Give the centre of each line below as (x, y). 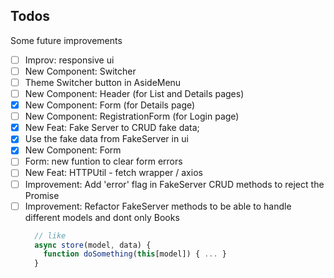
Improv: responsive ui (69, 60)
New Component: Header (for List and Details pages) (134, 93)
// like (50, 235)
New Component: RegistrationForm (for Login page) (132, 116)
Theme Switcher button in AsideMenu (103, 82)
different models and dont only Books (102, 217)
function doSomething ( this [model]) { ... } (135, 254)
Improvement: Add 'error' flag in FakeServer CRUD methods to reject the (174, 184)
